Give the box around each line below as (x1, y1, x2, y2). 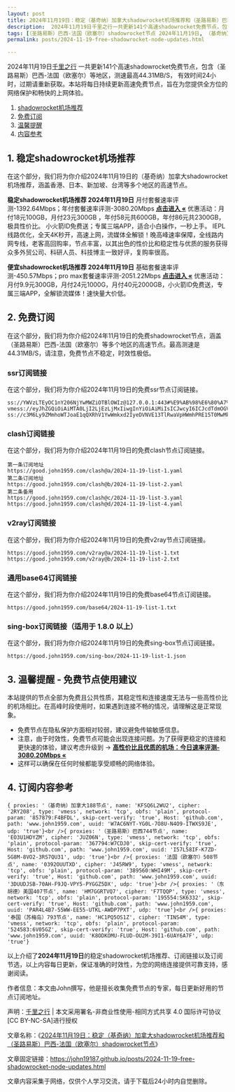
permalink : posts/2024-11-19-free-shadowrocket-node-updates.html (7, 36, 205, 43)
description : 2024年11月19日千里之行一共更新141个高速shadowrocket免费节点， (7, 23, 222, 30)
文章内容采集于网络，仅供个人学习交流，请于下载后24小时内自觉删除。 (7, 1077, 211, 1085)
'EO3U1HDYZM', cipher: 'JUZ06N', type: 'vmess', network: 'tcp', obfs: (7, 833, 220, 841)
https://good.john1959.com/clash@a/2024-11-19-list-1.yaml (7, 468, 183, 475)
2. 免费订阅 (7, 312, 55, 324)
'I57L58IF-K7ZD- (170, 846, 218, 853)
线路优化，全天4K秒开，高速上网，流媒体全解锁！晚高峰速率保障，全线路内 (7, 230, 224, 238)
